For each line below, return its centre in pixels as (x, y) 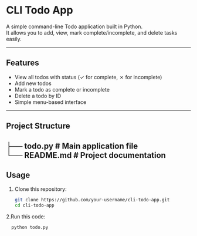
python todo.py (30, 227)
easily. (14, 39)
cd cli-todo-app (34, 205)
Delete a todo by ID (38, 96)
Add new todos (33, 83)
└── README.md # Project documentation (86, 155)
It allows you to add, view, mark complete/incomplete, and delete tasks (92, 32)
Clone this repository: (40, 189)
